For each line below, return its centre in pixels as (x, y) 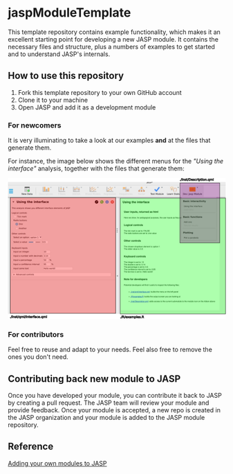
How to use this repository (66, 76)
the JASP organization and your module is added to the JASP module (106, 418)
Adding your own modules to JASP (57, 463)
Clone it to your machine (53, 100)
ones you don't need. (38, 357)
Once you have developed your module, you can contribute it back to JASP (115, 395)
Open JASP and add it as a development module (87, 107)
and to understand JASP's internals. (59, 54)
